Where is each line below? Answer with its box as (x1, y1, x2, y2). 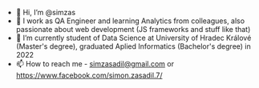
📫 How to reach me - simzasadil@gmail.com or (15, 59, 175, 68)
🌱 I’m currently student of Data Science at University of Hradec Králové (15, 33, 252, 42)
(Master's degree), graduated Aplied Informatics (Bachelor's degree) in (15, 42, 251, 51)
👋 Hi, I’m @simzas (15, 8, 76, 17)
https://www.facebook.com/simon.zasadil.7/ (15, 70, 163, 80)
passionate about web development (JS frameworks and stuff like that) (15, 25, 251, 34)
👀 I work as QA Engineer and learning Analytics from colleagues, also (15, 16, 245, 26)
